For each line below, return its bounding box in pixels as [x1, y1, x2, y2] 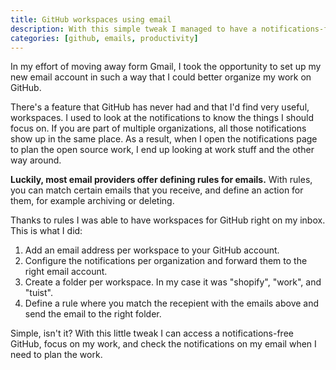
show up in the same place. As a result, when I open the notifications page [10, 133, 318, 145]
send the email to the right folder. [24, 308, 162, 320]
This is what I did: [10, 225, 83, 237]
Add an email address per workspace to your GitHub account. [24, 244, 280, 256]
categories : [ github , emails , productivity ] [10, 33, 199, 43]
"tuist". [24, 287, 53, 299]
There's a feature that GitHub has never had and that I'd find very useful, [10, 101, 310, 113]
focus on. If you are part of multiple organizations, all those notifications [10, 122, 307, 135]
